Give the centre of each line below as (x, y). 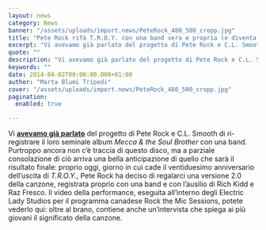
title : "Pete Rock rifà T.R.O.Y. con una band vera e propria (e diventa (133, 38)
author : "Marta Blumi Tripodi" (60, 82)
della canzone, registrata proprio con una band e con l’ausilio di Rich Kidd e (131, 184)
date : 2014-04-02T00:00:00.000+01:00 (70, 75)
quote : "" (25, 52)
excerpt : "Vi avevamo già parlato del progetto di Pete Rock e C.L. (123, 45)
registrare (24, 142)
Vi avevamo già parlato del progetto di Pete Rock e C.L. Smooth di (117, 134)
